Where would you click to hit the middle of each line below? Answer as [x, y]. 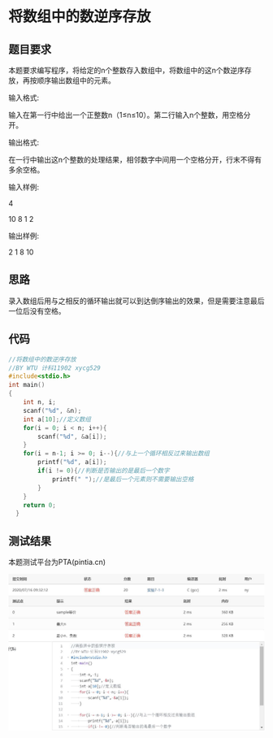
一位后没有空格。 [37, 310]
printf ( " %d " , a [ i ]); [72, 462]
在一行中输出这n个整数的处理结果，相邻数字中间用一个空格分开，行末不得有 [135, 160]
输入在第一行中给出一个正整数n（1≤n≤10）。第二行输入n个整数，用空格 [126, 115]
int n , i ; [40, 402]
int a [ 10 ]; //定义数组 [57, 419]
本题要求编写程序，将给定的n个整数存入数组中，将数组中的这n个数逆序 [127, 70]
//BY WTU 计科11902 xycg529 [55, 368]
